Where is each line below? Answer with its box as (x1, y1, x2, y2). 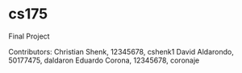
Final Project (8, 31, 50, 41)
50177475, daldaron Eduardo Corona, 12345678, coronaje (8, 55, 200, 65)
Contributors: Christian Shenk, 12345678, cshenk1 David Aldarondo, (8, 47, 234, 56)
